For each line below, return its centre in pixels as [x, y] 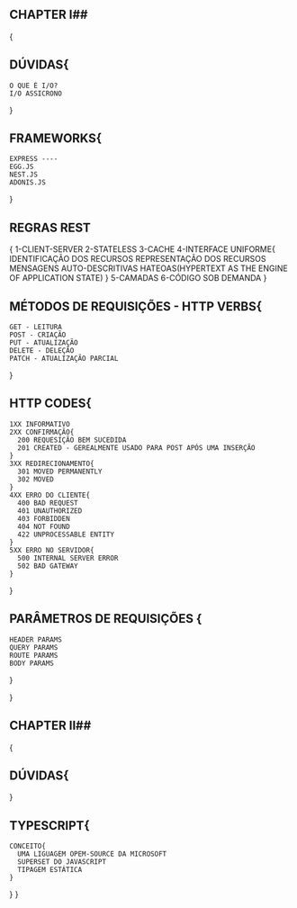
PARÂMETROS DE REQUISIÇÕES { [106, 619]
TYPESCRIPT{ [49, 826]
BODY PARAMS [31, 663]
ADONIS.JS [28, 183]
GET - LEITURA [36, 328]
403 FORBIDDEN [44, 518]
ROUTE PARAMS [34, 655]
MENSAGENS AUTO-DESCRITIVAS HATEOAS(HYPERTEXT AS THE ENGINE [148, 268]
